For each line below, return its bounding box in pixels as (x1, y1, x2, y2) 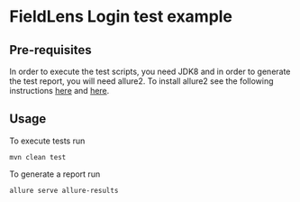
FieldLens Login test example (9, 6, 232, 27)
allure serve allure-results (9, 186, 119, 195)
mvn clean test (9, 152, 67, 161)
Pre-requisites (9, 42, 92, 58)
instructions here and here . (9, 86, 110, 96)
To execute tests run (9, 135, 86, 146)
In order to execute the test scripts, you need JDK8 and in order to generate (9, 66, 291, 77)
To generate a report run (9, 169, 101, 179)
